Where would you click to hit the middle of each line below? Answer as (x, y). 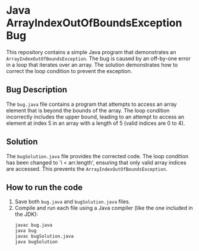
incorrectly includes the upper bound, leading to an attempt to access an (95, 117)
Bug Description (37, 90)
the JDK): (26, 214)
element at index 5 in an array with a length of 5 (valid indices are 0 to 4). (96, 123)
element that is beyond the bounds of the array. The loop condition (88, 110)
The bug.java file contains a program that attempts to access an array (91, 104)
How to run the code (45, 187)
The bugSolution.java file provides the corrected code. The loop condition (97, 156)
